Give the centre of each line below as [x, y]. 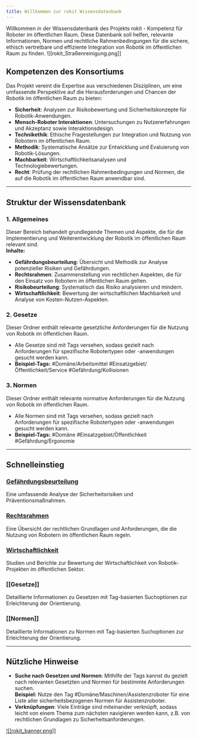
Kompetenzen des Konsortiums [65, 72]
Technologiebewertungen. [46, 166]
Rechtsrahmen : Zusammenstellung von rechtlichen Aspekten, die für [98, 274]
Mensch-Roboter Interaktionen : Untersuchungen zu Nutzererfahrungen [102, 122]
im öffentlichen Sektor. [57, 569]
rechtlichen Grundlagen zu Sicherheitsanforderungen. [80, 719]
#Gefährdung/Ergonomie [45, 441]
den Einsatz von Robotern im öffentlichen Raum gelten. [81, 281]
